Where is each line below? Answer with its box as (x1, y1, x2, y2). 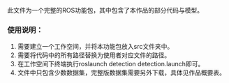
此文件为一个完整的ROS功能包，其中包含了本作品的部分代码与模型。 (7, 6, 204, 14)
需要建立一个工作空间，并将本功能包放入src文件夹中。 (17, 43, 174, 51)
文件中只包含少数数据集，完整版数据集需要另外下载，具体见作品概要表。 (17, 68, 226, 77)
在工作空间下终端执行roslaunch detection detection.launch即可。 (17, 60, 205, 68)
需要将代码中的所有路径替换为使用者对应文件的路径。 (17, 51, 171, 59)
